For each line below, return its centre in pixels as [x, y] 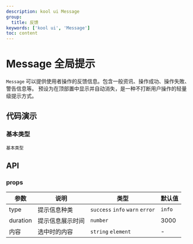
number [99, 221]
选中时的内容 [55, 232]
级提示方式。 [21, 96]
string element [111, 232]
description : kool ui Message [43, 11]
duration [20, 221]
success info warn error [123, 210]
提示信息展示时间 [61, 221]
